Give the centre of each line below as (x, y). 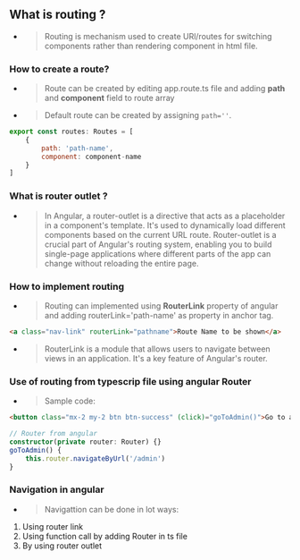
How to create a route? (59, 69)
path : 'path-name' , (78, 148)
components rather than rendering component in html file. (151, 46)
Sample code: (70, 401)
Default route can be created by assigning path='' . (138, 115)
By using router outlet (62, 546)
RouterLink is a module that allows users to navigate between (157, 349)
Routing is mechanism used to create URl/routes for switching (158, 36)
